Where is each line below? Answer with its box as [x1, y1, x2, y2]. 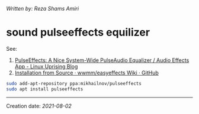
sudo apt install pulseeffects [6, 86, 84, 92]
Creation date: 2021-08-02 [6, 102, 72, 109]
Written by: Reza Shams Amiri [6, 5, 79, 12]
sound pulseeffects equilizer [6, 26, 150, 39]
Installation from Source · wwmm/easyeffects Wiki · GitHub [14, 69, 159, 76]
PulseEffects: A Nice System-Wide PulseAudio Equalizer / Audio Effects [14, 56, 190, 64]
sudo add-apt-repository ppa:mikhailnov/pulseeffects [6, 80, 142, 86]
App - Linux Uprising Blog [14, 63, 78, 70]
